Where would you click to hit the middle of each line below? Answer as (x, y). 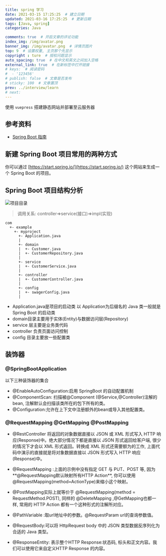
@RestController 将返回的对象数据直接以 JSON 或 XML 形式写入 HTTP (84, 434)
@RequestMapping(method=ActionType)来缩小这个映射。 (71, 481)
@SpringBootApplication (36, 369)
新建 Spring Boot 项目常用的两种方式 (61, 154)
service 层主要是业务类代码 (40, 325)
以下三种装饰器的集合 (27, 380)
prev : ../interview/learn (32, 88)
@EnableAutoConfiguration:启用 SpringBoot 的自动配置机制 (73, 391)
